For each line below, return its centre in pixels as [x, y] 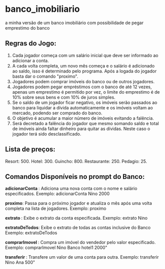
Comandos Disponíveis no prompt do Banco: [75, 177]
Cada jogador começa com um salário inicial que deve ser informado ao [85, 55]
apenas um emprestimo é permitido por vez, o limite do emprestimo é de [86, 92]
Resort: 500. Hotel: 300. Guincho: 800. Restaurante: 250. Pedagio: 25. [76, 161]
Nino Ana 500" [20, 263]
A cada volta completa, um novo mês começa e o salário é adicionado [83, 66]
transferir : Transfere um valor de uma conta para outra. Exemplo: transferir [82, 257]
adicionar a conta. [31, 61]
